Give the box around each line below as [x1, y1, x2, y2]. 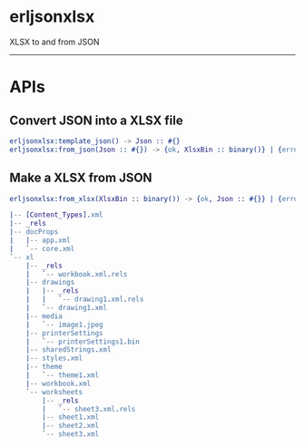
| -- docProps [9, 228, 59, 237]
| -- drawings [25, 278, 75, 287]
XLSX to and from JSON [9, 36, 100, 47]
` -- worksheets [25, 387, 84, 396]
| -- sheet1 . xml [42, 412, 100, 422]
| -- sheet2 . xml [42, 422, 100, 431]
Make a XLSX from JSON [9, 170, 152, 186]
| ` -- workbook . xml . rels [25, 269, 128, 278]
